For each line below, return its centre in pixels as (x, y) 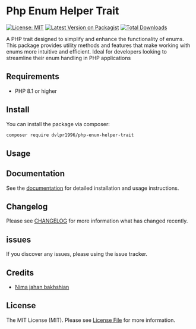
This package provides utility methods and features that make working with (98, 45)
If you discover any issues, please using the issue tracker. (77, 254)
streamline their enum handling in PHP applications (69, 58)
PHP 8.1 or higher (36, 91)
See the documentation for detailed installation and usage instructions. (93, 188)
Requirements (33, 76)
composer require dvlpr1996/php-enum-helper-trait (70, 135)
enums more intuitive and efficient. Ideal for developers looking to (87, 51)
